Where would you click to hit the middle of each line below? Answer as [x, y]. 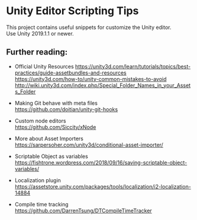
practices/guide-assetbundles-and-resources [70, 73]
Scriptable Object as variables [51, 156]
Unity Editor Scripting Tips [72, 11]
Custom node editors [40, 121]
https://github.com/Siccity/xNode [55, 127]
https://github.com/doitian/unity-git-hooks [66, 109]
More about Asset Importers [49, 138]
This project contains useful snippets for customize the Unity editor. [89, 27]
